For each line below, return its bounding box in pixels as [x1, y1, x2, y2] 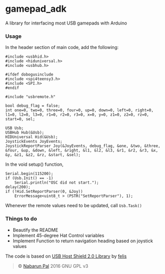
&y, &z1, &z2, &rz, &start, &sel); [5, 153, 81, 158]
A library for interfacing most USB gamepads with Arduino [5, 20, 127, 26]
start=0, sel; [5, 117, 36, 122]
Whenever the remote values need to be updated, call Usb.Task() [5, 203, 142, 209]
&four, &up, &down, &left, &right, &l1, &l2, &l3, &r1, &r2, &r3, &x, [5, 148, 158, 153]
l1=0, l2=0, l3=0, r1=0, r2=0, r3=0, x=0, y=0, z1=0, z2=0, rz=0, [5, 112, 149, 117]
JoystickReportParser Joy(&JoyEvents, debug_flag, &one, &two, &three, [5, 143, 160, 148]
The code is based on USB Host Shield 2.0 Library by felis [5, 253, 127, 259]
